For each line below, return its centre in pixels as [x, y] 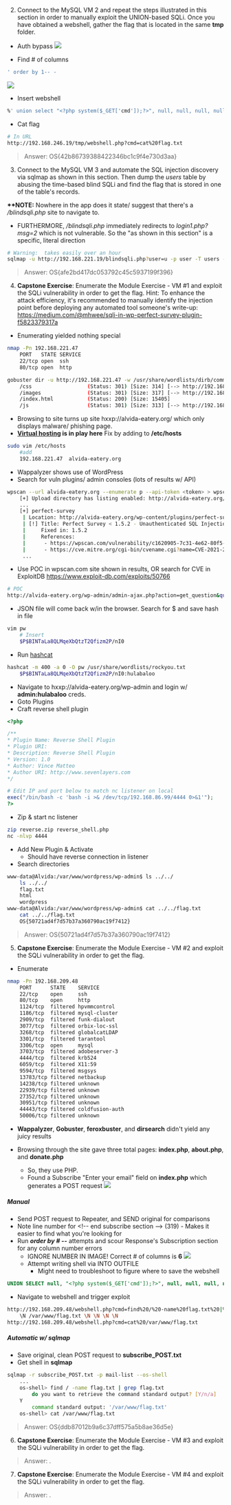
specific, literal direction [51, 240]
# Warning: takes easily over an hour [64, 253]
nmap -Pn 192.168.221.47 [43, 348]
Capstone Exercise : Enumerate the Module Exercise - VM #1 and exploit [119, 286]
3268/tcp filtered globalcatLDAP [69, 1032]
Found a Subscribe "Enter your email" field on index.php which [117, 1177]
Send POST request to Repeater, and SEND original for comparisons [113, 1218]
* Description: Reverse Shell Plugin [61, 753]
